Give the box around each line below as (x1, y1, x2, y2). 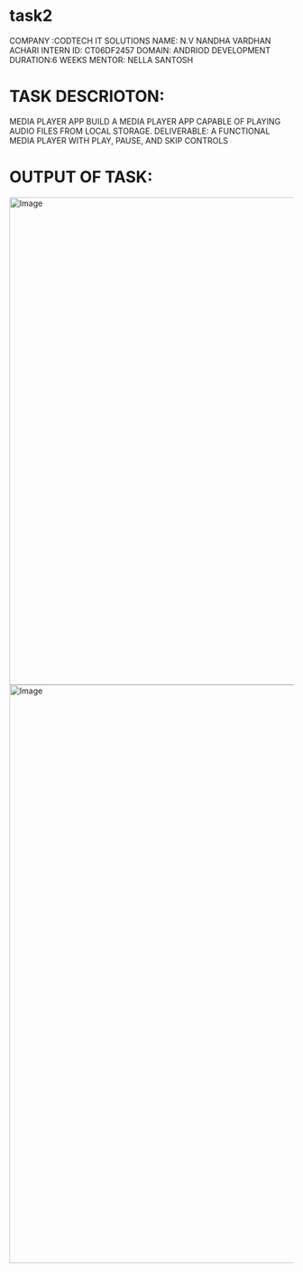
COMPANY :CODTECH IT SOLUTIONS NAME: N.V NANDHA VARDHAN (9, 35, 271, 46)
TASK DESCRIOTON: (9, 87, 165, 107)
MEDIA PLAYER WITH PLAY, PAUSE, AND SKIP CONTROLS (9, 135, 228, 145)
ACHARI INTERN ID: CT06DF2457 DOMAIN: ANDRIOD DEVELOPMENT (9, 44, 271, 55)
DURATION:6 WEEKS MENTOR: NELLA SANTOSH (9, 54, 194, 65)
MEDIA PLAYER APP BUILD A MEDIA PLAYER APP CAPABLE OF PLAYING (9, 116, 281, 126)
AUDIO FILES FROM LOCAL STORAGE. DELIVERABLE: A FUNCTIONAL (9, 125, 271, 136)
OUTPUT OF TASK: (9, 167, 153, 188)
